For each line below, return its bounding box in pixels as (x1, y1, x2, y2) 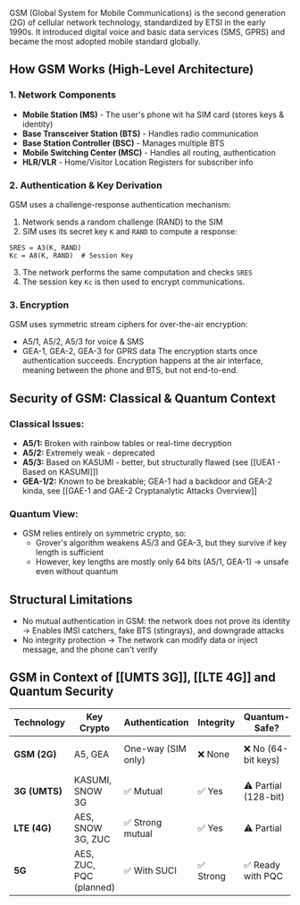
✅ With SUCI (123, 864, 177, 876)
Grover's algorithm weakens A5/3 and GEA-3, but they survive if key (35, 537, 287, 548)
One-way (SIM (123, 742, 187, 755)
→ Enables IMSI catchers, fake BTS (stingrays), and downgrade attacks (21, 625, 285, 636)
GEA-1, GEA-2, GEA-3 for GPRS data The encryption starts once (21, 346, 258, 357)
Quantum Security (9, 684, 114, 699)
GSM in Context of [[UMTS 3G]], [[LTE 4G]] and (9, 670, 276, 685)
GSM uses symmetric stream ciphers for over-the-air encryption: (9, 319, 248, 330)
